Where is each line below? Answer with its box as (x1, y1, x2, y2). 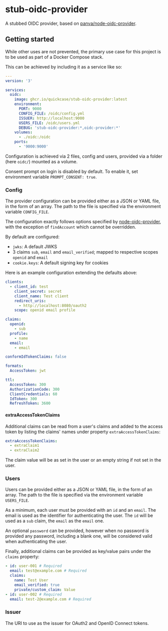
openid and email (12, 255, 48, 261)
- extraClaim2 (10, 448, 39, 453)
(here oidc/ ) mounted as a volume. (5, 158, 78, 164)
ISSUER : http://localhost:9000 (18, 116, 85, 121)
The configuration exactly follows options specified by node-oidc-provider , (5, 219, 161, 225)
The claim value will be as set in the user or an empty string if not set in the (5, 457, 161, 463)
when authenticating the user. (5, 539, 67, 545)
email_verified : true (14, 582, 60, 587)
